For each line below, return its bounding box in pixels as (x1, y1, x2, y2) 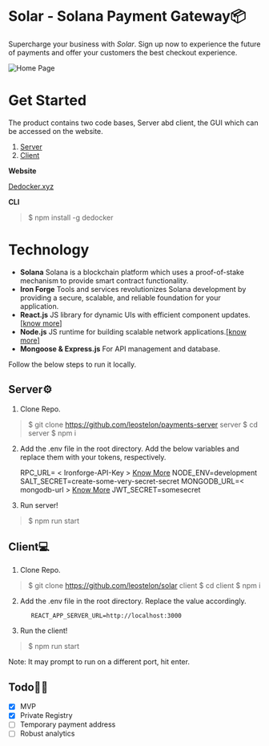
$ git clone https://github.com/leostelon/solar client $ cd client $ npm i (27, 581, 261, 590)
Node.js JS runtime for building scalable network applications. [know (19, 326, 247, 336)
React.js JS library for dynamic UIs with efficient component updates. (19, 310, 251, 319)
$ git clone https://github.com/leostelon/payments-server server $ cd (27, 420, 259, 429)
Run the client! (19, 626, 68, 635)
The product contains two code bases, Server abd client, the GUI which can (8, 118, 259, 128)
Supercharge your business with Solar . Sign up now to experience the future (8, 39, 261, 49)
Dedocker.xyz (8, 181, 54, 191)
